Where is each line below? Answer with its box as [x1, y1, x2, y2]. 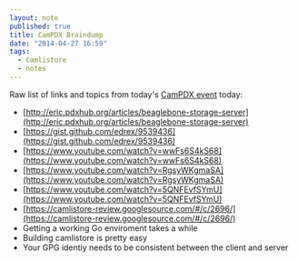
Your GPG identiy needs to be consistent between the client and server [22, 242, 289, 253]
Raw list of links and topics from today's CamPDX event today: [9, 88, 243, 100]
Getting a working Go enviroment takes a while [22, 222, 198, 233]
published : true [9, 22, 71, 31]
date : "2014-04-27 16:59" [9, 38, 107, 48]
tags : [9, 47, 30, 56]
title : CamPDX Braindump [9, 30, 104, 39]
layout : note [9, 13, 59, 23]
